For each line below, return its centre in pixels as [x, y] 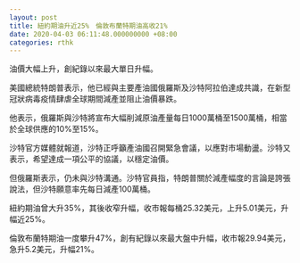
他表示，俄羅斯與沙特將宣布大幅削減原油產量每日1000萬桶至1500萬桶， [141, 118]
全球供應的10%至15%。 [60, 129]
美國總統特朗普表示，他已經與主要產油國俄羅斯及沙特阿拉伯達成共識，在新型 [150, 88]
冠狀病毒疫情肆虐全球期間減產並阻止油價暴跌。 [95, 99]
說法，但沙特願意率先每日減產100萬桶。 [83, 189]
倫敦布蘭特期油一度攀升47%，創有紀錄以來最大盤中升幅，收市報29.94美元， [150, 238]
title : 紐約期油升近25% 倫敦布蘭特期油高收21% [88, 26]
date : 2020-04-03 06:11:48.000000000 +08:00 [93, 34]
